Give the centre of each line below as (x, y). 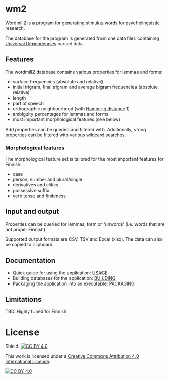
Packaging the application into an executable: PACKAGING (74, 283)
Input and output (32, 212)
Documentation (30, 260)
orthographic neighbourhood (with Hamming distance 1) (71, 108)
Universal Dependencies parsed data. (45, 43)
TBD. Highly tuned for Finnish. (37, 312)
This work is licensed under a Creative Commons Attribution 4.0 (72, 356)
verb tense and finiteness (39, 196)
